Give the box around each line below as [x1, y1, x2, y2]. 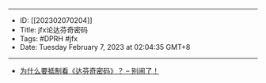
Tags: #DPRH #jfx [19, 34, 78, 43]
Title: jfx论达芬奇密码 [19, 25, 89, 34]
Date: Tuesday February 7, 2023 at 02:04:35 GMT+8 [19, 43, 191, 51]
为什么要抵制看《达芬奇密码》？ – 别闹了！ [19, 66, 160, 75]
